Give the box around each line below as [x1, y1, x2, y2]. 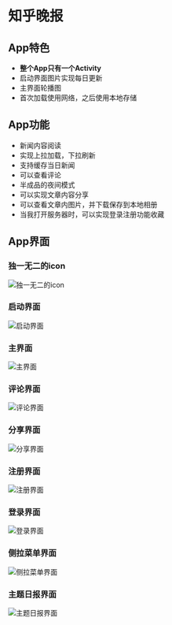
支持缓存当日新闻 [19, 160, 75, 169]
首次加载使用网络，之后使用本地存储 [19, 93, 137, 102]
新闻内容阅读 [19, 140, 61, 150]
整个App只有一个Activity [19, 64, 102, 73]
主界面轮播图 [19, 84, 61, 92]
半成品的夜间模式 [19, 180, 75, 189]
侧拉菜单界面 [8, 548, 57, 559]
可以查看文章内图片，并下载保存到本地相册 [19, 199, 158, 209]
